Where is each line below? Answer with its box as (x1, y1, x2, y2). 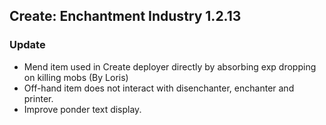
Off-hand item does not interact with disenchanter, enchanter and (23, 82, 295, 94)
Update (9, 38, 46, 52)
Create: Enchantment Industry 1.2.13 (9, 8, 242, 25)
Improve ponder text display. (23, 103, 142, 115)
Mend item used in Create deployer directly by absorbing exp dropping (23, 60, 317, 73)
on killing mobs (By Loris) (23, 71, 129, 83)
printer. (23, 92, 54, 104)
